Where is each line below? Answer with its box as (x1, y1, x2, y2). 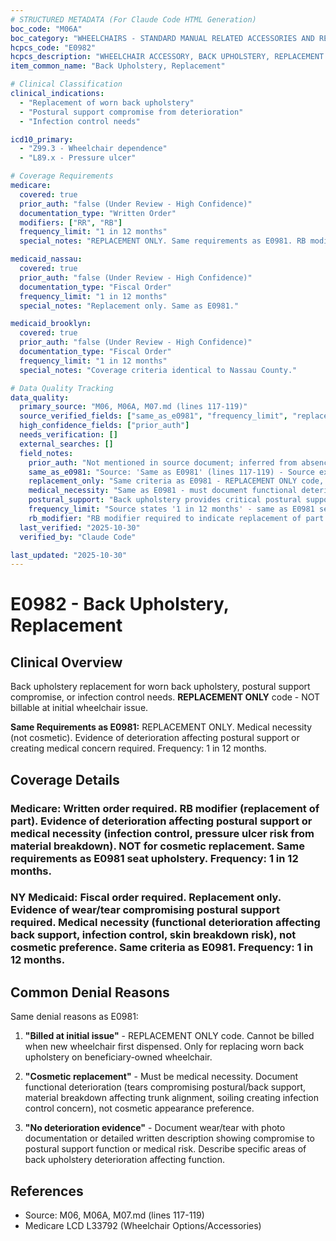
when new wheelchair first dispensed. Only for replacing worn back (24, 1041, 305, 1053)
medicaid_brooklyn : (10, 319, 92, 329)
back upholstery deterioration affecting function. (24, 1154, 226, 1166)
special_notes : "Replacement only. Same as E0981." (19, 301, 240, 311)
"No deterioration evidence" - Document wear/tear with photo (24, 1122, 286, 1134)
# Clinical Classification (10, 79, 123, 90)
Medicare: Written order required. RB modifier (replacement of (10, 801, 320, 815)
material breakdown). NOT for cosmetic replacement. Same (10, 839, 305, 853)
